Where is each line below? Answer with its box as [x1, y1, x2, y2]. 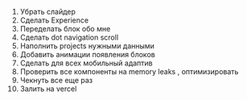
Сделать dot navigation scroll [19, 32, 119, 42]
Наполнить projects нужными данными [19, 41, 155, 51]
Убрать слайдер [19, 7, 76, 16]
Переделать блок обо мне [19, 24, 111, 33]
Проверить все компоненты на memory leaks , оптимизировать [19, 67, 239, 76]
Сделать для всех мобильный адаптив [19, 58, 153, 68]
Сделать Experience [19, 15, 89, 25]
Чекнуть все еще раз [19, 76, 93, 85]
